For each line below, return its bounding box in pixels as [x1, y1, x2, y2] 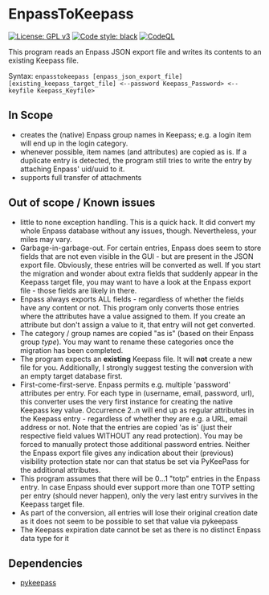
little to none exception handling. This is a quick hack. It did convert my [19, 217, 255, 227]
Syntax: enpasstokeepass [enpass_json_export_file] [8, 71, 183, 80]
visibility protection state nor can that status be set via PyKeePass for [19, 456, 251, 466]
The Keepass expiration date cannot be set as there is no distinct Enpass [19, 524, 261, 535]
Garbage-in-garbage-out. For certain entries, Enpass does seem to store [19, 243, 262, 252]
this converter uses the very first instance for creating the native [19, 396, 233, 406]
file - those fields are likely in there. [19, 285, 137, 295]
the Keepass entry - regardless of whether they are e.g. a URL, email [19, 413, 247, 423]
